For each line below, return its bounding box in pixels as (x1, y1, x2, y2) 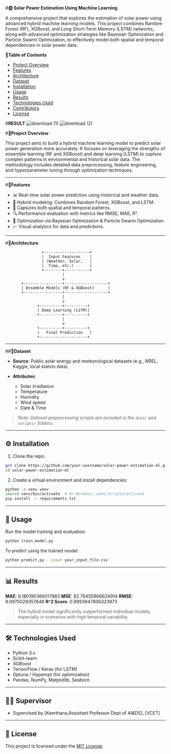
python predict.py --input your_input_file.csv (5, 557, 108, 563)
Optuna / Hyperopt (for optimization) (12, 672, 90, 678)
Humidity (20, 394, 40, 400)
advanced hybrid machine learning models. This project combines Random (5, 20, 163, 26)
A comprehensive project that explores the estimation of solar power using (5, 15, 162, 21)
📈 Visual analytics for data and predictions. (12, 224, 104, 229)
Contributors (12, 105, 40, 111)
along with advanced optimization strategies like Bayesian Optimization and (5, 31, 164, 37)
